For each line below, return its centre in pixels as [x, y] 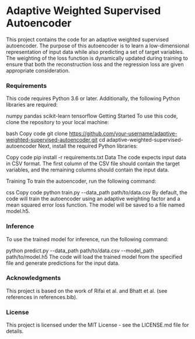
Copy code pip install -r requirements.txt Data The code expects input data [96, 157]
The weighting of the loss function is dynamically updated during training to [97, 58]
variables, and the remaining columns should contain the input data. [88, 170]
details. [15, 331]
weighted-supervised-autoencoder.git [52, 140]
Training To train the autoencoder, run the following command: [81, 181]
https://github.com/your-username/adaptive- [123, 133]
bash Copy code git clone [37, 133]
